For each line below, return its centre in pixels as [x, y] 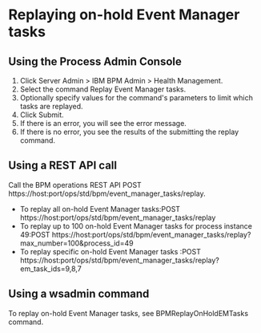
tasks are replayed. [51, 106]
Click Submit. [42, 115]
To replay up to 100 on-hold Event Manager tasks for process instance [136, 225]
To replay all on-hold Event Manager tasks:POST [100, 209]
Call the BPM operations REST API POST [75, 185]
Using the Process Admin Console [95, 61]
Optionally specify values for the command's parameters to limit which [137, 97]
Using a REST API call [63, 166]
